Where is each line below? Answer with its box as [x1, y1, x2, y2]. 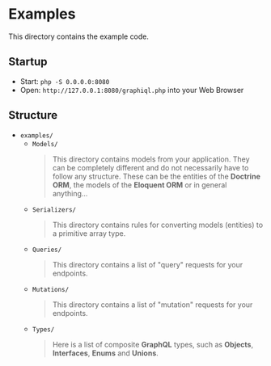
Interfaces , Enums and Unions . [52, 348, 159, 358]
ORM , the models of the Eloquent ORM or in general [52, 179, 227, 190]
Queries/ [32, 246, 62, 254]
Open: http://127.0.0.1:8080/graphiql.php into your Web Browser [19, 85, 244, 95]
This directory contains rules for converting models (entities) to [52, 220, 264, 229]
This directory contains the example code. [8, 32, 150, 41]
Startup [8, 55, 48, 69]
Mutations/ [32, 285, 70, 293]
